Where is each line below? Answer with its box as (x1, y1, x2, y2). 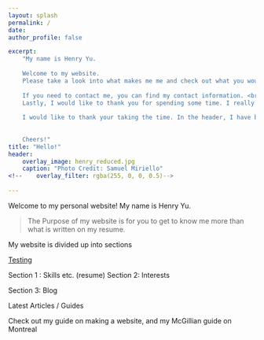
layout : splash (8, 11, 58, 20)
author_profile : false (8, 33, 82, 42)
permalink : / (8, 19, 51, 27)
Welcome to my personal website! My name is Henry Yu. (8, 201, 191, 210)
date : (8, 26, 26, 34)
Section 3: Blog (8, 285, 57, 295)
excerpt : (8, 48, 37, 56)
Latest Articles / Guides (8, 301, 84, 310)
